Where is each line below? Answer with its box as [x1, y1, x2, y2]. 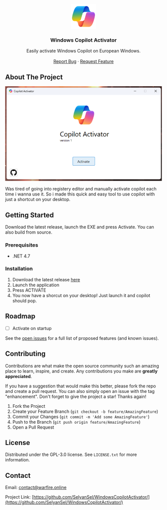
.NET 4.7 [12, 253, 31, 259]
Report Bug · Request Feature [53, 59, 114, 64]
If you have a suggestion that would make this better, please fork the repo [5, 383, 156, 389]
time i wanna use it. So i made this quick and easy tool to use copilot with [5, 191, 155, 197]
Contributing [5, 350, 46, 358]
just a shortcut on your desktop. [5, 196, 71, 202]
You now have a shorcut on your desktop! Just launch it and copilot [12, 292, 151, 298]
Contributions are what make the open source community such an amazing [5, 363, 159, 369]
